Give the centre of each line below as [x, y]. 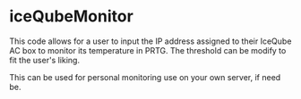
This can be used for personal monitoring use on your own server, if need [145, 77]
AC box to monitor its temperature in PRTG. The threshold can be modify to [148, 50]
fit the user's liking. [45, 60]
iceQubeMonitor [72, 16]
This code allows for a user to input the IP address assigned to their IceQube [150, 41]
